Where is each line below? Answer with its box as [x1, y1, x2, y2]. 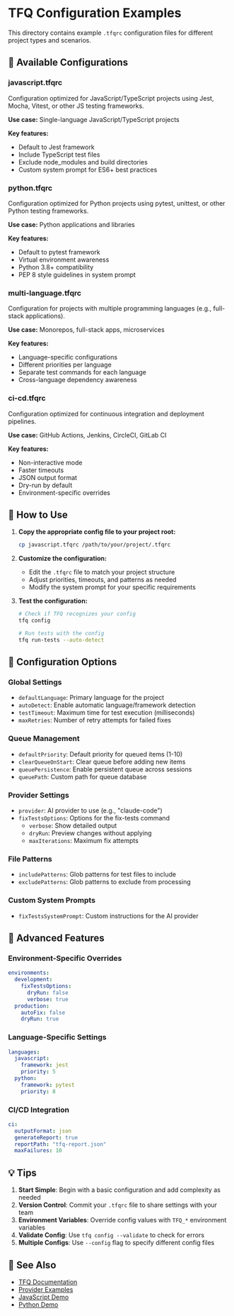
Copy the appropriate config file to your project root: [18, 528, 176, 536]
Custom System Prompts [8, 896, 96, 905]
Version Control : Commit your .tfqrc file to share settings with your [18, 1200, 218, 1210]
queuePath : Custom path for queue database [18, 772, 147, 781]
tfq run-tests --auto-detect [18, 636, 105, 643]
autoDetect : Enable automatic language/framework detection [18, 701, 197, 710]
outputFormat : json [14, 1127, 72, 1134]
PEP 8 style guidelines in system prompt [18, 270, 136, 279]
